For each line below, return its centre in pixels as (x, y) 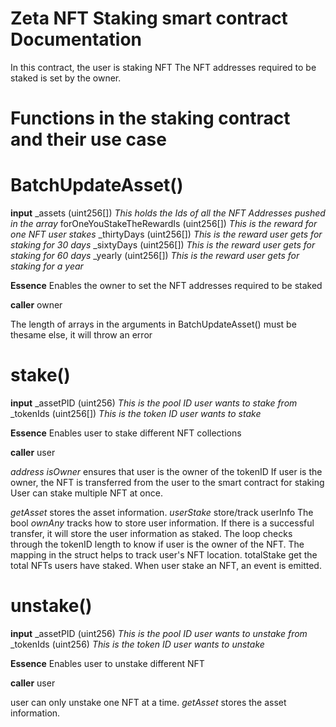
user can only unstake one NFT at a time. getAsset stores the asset (148, 702)
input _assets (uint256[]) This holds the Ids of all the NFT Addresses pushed (168, 213)
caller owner (36, 305)
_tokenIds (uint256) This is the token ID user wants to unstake (137, 644)
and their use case (88, 139)
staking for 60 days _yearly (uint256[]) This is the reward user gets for (155, 256)
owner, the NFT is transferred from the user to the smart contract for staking (167, 482)
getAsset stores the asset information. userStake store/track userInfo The (162, 512)
